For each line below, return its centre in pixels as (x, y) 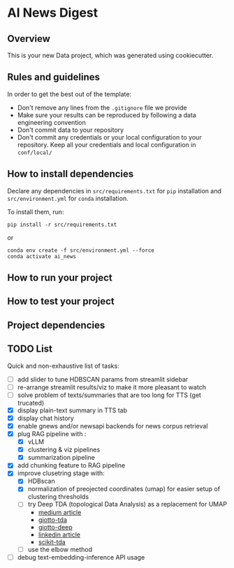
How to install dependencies (71, 174)
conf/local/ (35, 152)
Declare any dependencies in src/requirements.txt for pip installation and (115, 190)
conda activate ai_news (42, 256)
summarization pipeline (61, 458)
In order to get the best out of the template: (69, 94)
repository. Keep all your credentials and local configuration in (107, 144)
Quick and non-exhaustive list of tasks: (64, 366)
